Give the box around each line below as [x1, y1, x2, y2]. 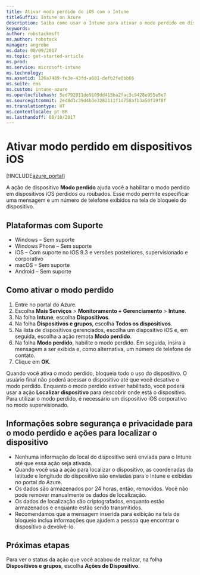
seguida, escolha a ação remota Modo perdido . [14, 333, 132, 340]
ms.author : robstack [6, 36, 58, 42]
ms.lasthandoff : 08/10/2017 [6, 114, 76, 120]
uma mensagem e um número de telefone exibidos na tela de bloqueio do [6, 196, 187, 204]
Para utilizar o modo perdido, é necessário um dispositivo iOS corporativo [6, 395, 187, 402]
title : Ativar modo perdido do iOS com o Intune [6, 8, 129, 15]
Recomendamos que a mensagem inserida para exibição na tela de [14, 510, 180, 517]
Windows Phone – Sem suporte [14, 242, 92, 250]
